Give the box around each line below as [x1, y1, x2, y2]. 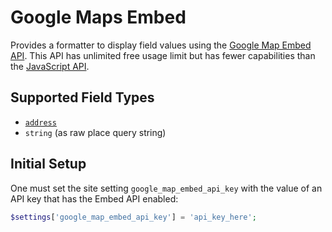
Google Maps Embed [10, 6, 187, 29]
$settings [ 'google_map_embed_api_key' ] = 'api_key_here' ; [10, 212, 257, 222]
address [24, 117, 57, 128]
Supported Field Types [10, 89, 155, 106]
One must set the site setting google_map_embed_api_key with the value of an [10, 182, 323, 194]
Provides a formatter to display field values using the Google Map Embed [10, 39, 312, 51]
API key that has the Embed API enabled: [10, 192, 179, 205]
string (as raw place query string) [24, 126, 167, 138]
